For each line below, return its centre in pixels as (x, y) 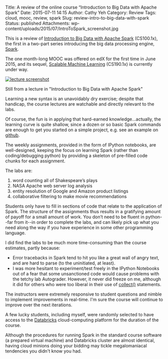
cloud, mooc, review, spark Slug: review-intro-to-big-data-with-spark (77, 18)
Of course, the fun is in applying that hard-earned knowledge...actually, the (83, 119)
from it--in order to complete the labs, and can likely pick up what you (87, 222)
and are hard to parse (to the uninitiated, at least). (64, 263)
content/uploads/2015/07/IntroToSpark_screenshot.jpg (62, 29)
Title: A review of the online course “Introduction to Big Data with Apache (81, 7)
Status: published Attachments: (38, 23)
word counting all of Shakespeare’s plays (55, 180)
